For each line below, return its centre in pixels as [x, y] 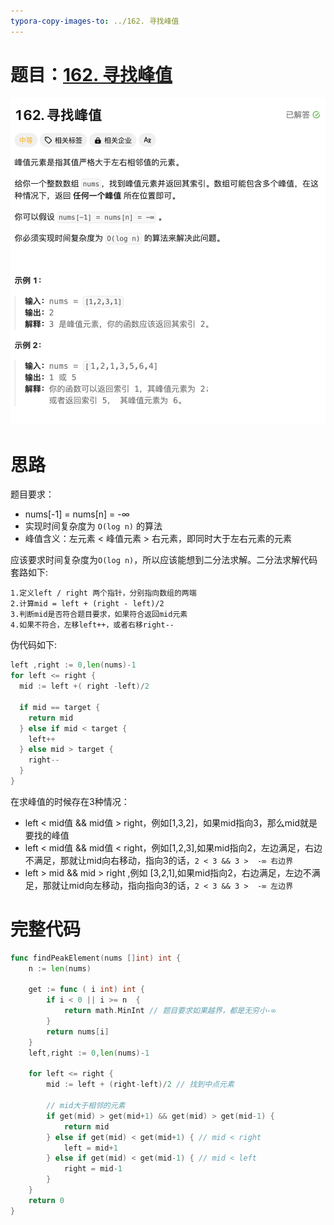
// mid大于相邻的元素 [86, 1106]
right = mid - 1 [93, 1169]
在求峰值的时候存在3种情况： [70, 801]
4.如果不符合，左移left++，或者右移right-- [92, 625]
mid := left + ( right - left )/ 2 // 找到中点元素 [140, 1085]
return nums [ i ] [78, 1031]
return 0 [46, 1200]
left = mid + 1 [90, 1148]
